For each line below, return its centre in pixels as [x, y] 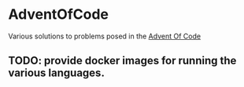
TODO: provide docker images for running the [122, 61]
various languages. [56, 73]
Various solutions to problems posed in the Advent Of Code [105, 36]
